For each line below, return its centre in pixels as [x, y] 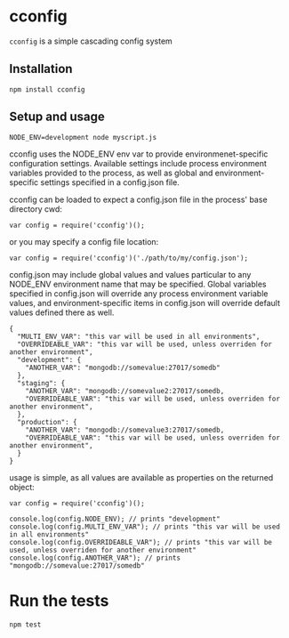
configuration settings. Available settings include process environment [138, 163]
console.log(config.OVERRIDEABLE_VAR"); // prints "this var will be [141, 542]
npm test [25, 625]
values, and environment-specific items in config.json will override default [144, 303]
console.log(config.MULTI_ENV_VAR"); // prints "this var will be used [144, 527]
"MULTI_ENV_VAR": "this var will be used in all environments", [139, 336]
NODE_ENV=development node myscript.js [83, 137]
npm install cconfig [48, 89]
